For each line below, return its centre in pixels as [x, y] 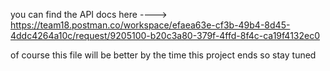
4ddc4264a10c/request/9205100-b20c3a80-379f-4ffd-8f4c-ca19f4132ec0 [165, 35]
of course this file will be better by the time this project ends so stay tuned [163, 55]
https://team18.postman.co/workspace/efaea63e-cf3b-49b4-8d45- [150, 25]
